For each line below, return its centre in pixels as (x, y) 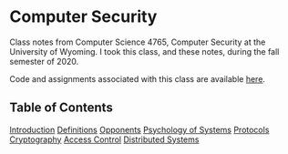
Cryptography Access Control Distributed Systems (104, 139)
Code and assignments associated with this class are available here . (138, 78)
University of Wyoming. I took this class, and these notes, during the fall (144, 51)
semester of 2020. (44, 61)
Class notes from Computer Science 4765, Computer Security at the (138, 42)
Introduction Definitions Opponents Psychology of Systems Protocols (139, 129)
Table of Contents (62, 108)
